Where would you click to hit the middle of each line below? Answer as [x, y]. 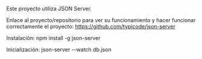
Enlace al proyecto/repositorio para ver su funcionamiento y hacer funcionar [101, 20]
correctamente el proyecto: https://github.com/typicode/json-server [91, 27]
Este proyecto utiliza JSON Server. [49, 9]
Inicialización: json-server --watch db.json [59, 49]
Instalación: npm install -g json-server [53, 38]
